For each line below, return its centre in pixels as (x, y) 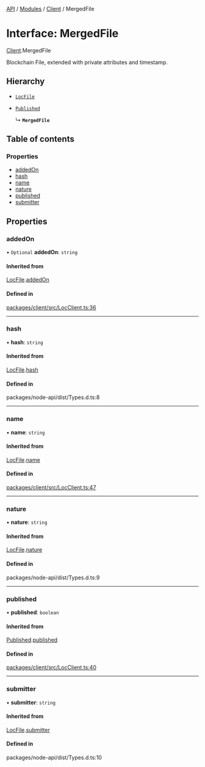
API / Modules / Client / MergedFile (50, 9)
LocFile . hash (22, 370)
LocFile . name (23, 460)
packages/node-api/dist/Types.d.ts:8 (53, 397)
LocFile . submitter (28, 730)
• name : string (26, 432)
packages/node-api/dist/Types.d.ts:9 (53, 578)
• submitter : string (31, 702)
